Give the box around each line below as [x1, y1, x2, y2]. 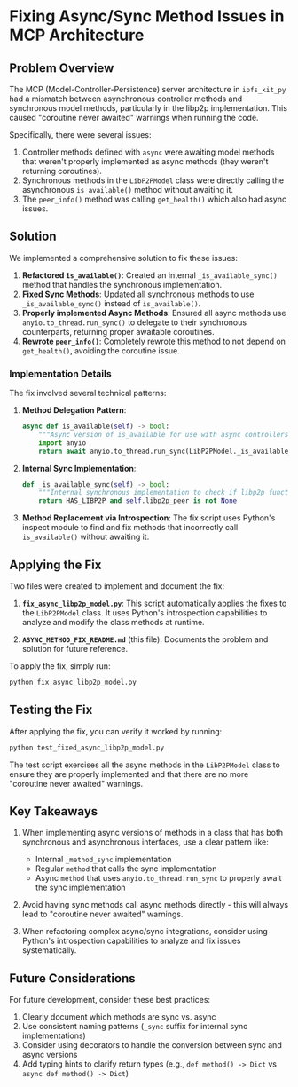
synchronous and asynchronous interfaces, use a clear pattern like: [21, 837, 269, 847]
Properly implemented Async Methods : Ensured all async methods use [21, 307, 286, 318]
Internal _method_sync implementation [35, 854, 172, 865]
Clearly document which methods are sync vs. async [21, 1012, 216, 1022]
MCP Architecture [9, 25, 145, 45]
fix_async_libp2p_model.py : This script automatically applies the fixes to [21, 598, 287, 609]
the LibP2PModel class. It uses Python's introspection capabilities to [21, 607, 268, 618]
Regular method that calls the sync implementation [35, 863, 217, 874]
